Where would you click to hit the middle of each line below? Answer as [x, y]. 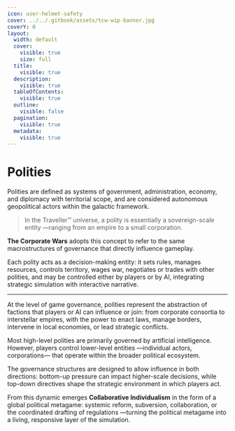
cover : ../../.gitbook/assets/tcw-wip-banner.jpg [81, 20]
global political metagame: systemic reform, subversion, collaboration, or [112, 405]
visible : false [42, 111]
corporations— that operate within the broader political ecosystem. [104, 355]
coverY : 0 [22, 27]
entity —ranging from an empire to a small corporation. [104, 228]
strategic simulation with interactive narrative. [73, 285]
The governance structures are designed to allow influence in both [103, 369]
